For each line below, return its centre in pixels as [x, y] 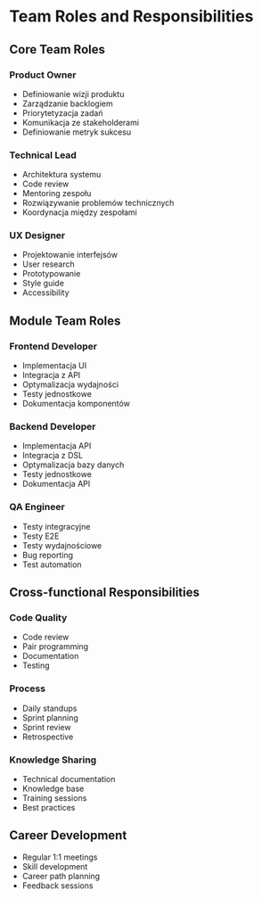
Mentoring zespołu [57, 194]
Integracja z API [51, 375]
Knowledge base [53, 789]
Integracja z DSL [53, 456]
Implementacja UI [54, 366]
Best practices [49, 808]
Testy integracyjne [56, 526]
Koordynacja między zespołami [80, 212]
